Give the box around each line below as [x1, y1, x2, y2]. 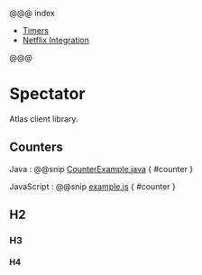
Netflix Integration [22, 35, 90, 45]
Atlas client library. [9, 113, 78, 124]
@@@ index [9, 8, 56, 18]
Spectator [9, 84, 86, 105]
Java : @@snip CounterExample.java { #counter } [9, 163, 194, 174]
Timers [22, 25, 50, 35]
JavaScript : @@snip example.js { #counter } [9, 180, 176, 192]
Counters [9, 140, 63, 155]
